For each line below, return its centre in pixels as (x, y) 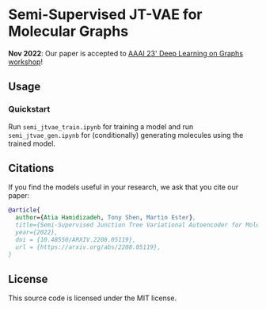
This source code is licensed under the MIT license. (92, 298)
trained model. (32, 143)
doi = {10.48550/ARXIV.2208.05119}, (76, 239)
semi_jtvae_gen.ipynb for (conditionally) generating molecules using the (126, 135)
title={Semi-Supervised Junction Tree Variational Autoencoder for (129, 225)
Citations (31, 168)
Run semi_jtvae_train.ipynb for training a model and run (101, 126)
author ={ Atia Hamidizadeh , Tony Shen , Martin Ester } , (106, 218)
